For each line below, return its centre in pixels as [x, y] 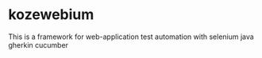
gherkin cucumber [39, 44]
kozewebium [51, 15]
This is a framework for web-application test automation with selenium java [131, 37]
